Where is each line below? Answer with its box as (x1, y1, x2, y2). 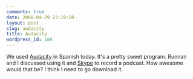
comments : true (6, 8, 45, 15)
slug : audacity (6, 25, 45, 32)
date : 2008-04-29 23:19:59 (6, 14, 74, 20)
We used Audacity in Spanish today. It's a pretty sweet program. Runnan (6, 53, 187, 60)
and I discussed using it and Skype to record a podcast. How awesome (6, 59, 183, 66)
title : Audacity (6, 31, 47, 37)
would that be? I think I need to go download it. (6, 66, 123, 72)
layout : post (6, 20, 39, 26)
